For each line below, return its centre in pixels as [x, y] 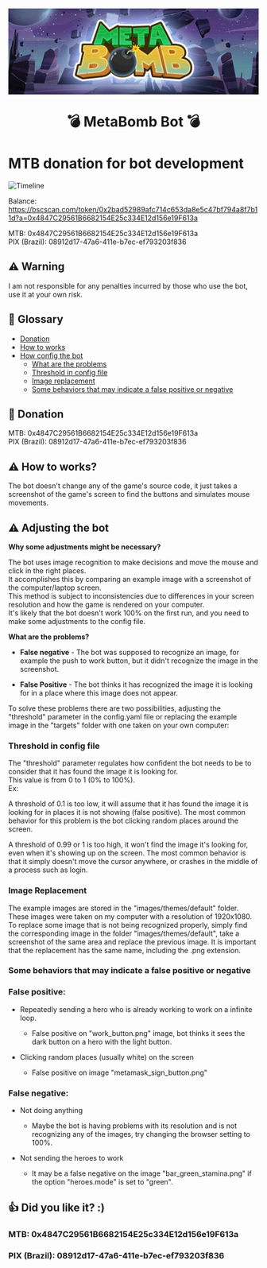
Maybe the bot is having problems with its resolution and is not [134, 1126]
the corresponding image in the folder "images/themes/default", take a [124, 933]
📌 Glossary [36, 319]
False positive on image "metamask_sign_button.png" [120, 1072]
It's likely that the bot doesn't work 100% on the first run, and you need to [129, 613]
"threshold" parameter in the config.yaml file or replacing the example [123, 716]
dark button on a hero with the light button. [102, 1041]
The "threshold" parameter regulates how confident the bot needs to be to [130, 763]
